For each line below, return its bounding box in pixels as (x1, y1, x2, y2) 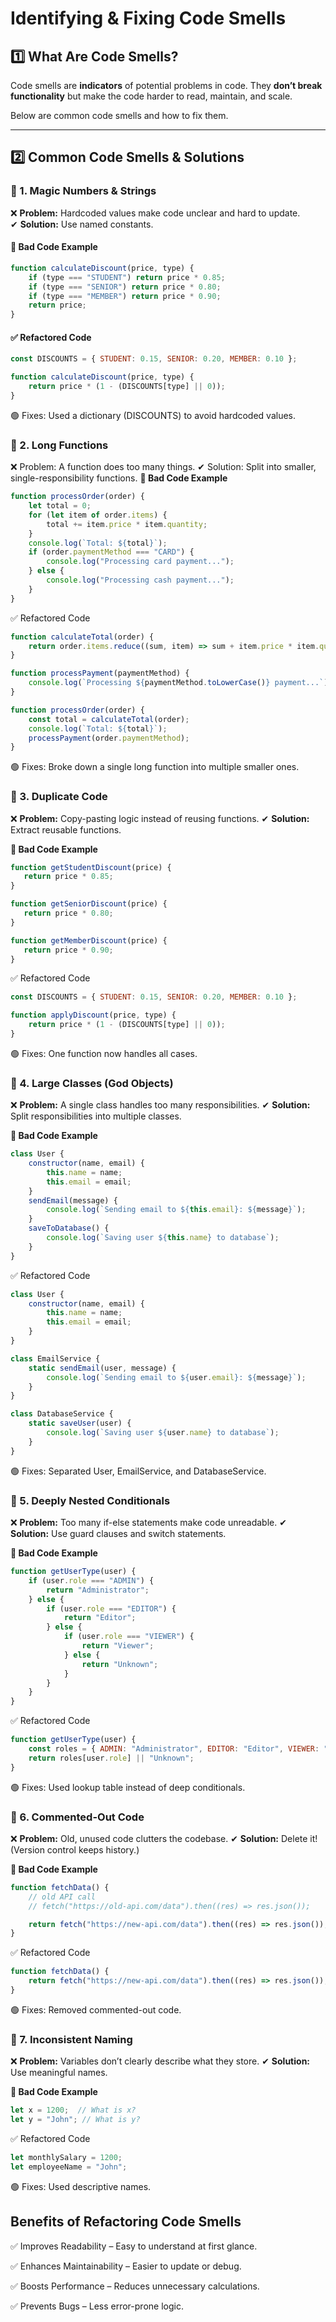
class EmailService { (10, 1353, 101, 1364)
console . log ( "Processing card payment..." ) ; (46, 557, 235, 567)
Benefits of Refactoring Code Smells (10, 2213, 242, 2231)
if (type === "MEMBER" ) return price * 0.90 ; (28, 291, 222, 301)
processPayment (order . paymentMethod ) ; (28, 733, 190, 743)
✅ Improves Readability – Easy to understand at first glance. (10, 2240, 258, 2252)
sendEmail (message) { (28, 1195, 118, 1206)
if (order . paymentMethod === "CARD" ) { (28, 547, 195, 557)
